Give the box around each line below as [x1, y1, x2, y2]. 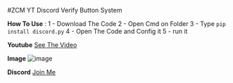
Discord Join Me [7, 68, 56, 76]
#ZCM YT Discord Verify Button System [7, 6, 122, 14]
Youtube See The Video [7, 41, 77, 49]
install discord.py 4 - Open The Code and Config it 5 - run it [7, 27, 188, 35]
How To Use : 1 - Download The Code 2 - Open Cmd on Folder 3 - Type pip [7, 20, 227, 27]
